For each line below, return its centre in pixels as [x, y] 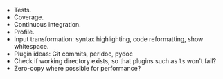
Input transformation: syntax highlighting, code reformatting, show [108, 39]
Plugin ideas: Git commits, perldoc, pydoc [73, 54]
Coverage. [28, 17]
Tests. [23, 10]
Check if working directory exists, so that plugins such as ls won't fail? [115, 61]
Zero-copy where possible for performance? [77, 68]
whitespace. [31, 46]
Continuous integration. [47, 24]
